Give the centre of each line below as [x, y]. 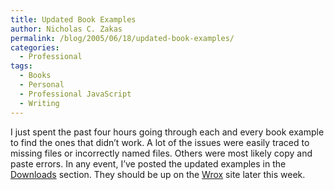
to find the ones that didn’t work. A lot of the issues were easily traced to [160, 142]
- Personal [42, 85]
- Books [35, 76]
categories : [35, 47]
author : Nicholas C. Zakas [66, 29]
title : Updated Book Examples [73, 19]
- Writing [39, 103]
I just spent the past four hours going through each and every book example [167, 132]
